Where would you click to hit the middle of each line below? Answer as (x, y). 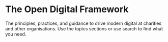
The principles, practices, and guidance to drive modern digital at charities (83, 23)
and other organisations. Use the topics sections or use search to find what (84, 28)
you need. (16, 34)
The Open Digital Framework (67, 9)
